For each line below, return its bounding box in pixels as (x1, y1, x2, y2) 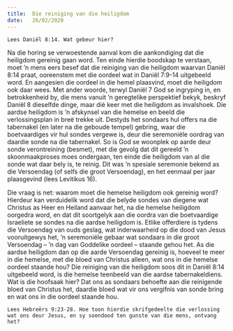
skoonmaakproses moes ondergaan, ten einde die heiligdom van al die (7, 152, 211, 161)
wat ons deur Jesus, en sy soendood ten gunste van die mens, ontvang (7, 312, 217, 319)
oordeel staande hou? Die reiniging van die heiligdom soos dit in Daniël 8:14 (7, 262, 225, 271)
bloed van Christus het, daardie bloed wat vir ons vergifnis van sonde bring (7, 285, 224, 293)
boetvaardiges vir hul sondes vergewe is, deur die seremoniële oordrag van (7, 130, 225, 139)
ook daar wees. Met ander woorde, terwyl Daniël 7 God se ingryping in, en (7, 85, 221, 94)
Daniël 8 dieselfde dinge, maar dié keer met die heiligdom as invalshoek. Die (7, 100, 227, 108)
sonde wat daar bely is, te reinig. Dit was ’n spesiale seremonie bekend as (7, 160, 220, 168)
